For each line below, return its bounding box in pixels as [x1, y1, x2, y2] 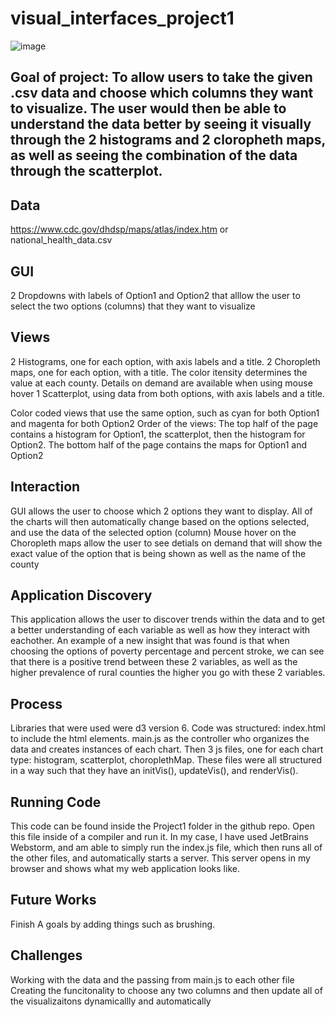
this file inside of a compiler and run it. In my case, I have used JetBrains [10, 831, 309, 843]
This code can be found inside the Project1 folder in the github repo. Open [10, 820, 315, 832]
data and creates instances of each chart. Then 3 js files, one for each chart [10, 743, 324, 756]
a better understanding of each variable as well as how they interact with [10, 624, 311, 636]
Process [10, 695, 63, 712]
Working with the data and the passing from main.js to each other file [10, 973, 295, 986]
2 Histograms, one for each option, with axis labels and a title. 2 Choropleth [10, 355, 321, 367]
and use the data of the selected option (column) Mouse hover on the [10, 526, 297, 538]
